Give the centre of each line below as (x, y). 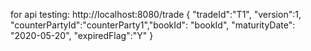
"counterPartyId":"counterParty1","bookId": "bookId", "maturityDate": (153, 25)
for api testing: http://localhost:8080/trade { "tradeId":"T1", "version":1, (156, 14)
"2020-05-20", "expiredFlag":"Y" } (82, 35)
